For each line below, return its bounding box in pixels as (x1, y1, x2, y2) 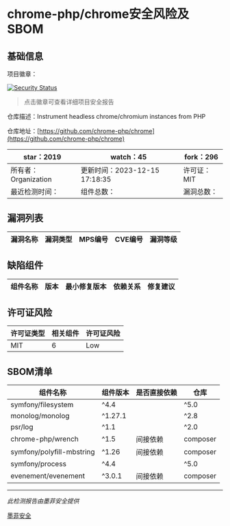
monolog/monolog (10, 411, 70, 421)
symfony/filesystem (10, 400, 74, 409)
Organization (10, 174, 53, 184)
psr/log (10, 422, 34, 432)
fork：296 (184, 152, 219, 161)
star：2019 (23, 152, 62, 161)
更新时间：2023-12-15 (81, 165, 159, 175)
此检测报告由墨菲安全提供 (7, 497, 79, 505)
